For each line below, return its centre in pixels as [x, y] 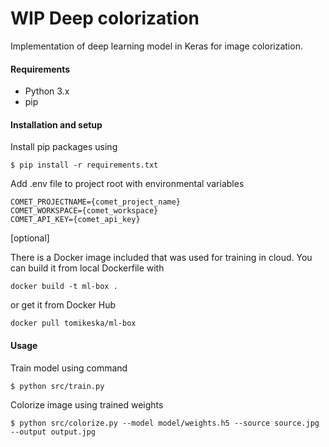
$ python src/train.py [57, 386]
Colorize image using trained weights [87, 404]
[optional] [30, 238]
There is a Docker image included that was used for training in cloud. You [161, 258]
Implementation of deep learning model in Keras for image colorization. [156, 46]
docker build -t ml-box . [64, 287]
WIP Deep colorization [105, 18]
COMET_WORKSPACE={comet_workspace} [84, 211]
